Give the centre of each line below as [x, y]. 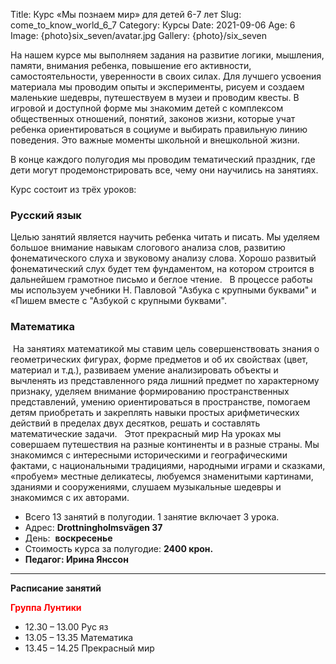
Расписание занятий [56, 588]
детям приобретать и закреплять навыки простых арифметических [155, 412]
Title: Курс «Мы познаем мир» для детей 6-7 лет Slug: [126, 14]
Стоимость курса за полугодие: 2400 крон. [119, 548]
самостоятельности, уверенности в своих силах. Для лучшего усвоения [166, 76]
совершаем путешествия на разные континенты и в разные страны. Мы [165, 444]
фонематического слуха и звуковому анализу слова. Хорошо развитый [163, 258]
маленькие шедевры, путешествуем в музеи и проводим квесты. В [155, 97]
